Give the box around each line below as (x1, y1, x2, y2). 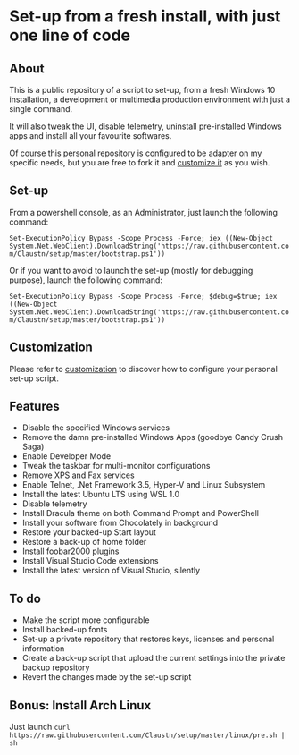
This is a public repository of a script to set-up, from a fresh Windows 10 (9, 85, 276, 95)
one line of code (9, 25, 131, 46)
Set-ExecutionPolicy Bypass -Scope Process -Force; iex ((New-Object (9, 233, 274, 242)
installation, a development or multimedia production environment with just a (9, 94, 291, 105)
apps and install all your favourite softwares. (9, 131, 172, 140)
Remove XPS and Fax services (21, 470, 136, 480)
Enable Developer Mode (21, 451, 112, 462)
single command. (9, 104, 73, 114)
